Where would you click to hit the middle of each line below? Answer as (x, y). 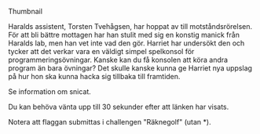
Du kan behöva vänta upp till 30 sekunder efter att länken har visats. (119, 107)
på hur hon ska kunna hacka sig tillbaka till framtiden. (94, 76)
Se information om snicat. (50, 92)
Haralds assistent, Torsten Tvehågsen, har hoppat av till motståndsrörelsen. (130, 26)
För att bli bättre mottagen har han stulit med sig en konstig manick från (124, 35)
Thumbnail (26, 11)
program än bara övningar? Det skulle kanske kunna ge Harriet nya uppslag (130, 68)
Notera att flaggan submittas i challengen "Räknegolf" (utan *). (110, 122)
